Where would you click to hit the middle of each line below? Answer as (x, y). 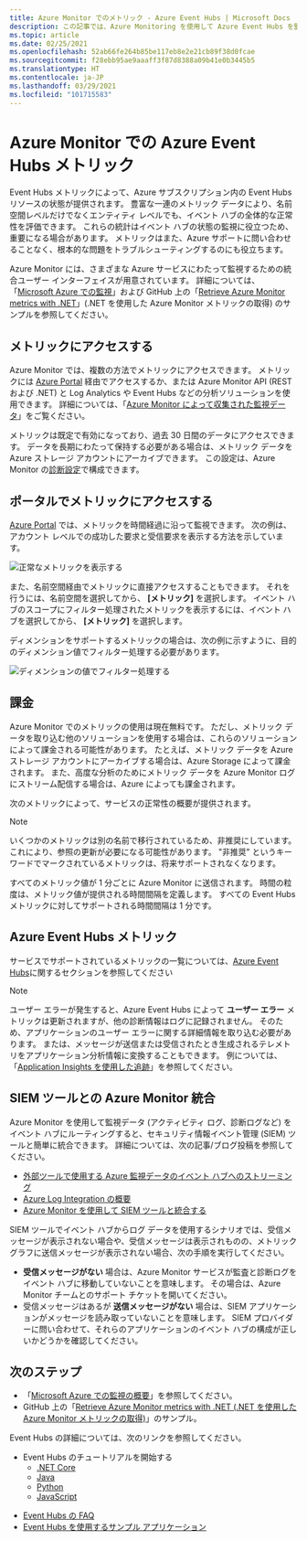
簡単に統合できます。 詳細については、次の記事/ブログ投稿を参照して (164, 1145)
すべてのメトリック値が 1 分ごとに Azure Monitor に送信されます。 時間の (147, 883)
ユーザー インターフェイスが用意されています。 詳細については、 (138, 281)
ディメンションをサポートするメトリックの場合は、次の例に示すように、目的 (153, 640)
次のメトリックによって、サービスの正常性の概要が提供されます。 (132, 803)
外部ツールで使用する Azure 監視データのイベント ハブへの (133, 1175)
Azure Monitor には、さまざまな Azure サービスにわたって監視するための (147, 269)
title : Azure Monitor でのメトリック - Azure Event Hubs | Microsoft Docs (150, 18)
